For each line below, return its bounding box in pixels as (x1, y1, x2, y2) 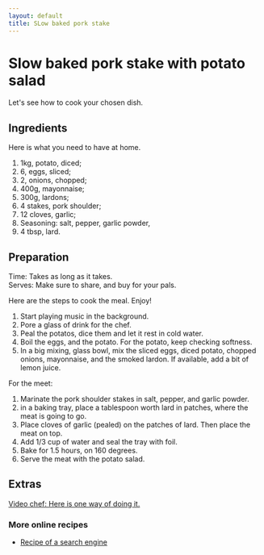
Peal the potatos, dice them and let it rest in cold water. (19, 328, 204, 339)
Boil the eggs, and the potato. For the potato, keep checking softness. (19, 337, 253, 347)
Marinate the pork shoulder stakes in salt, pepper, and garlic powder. (19, 394, 250, 404)
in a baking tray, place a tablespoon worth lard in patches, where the (19, 403, 249, 412)
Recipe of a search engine (19, 537, 107, 547)
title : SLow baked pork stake (8, 19, 111, 27)
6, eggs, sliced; (19, 167, 71, 177)
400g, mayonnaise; (19, 184, 85, 194)
